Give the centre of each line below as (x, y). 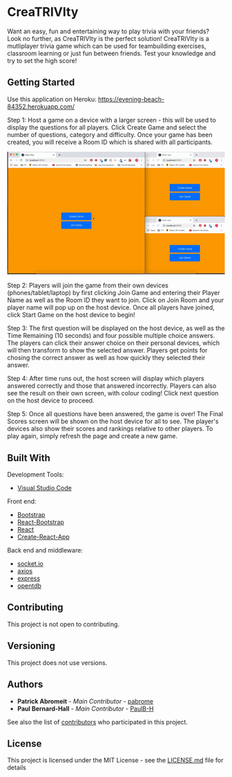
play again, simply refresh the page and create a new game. (93, 436)
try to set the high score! (42, 60)
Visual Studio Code (45, 488)
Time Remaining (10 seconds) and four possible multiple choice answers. (111, 336)
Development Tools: (36, 474)
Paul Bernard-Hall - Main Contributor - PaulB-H (85, 708)
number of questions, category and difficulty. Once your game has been (110, 134)
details (17, 768)
